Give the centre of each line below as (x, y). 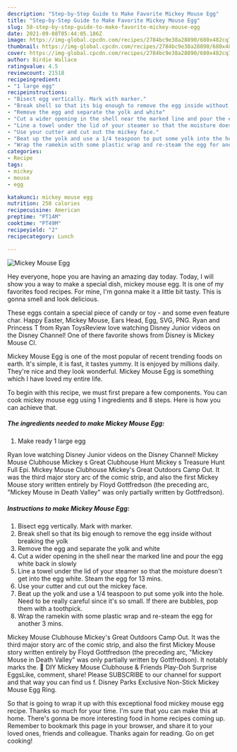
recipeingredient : (34, 79)
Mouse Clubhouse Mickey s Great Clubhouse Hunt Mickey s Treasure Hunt (116, 462)
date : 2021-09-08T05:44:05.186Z (55, 34)
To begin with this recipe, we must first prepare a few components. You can (117, 392)
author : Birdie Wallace (42, 60)
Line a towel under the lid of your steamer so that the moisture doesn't (120, 571)
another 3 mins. (40, 624)
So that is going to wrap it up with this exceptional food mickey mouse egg (116, 703)
